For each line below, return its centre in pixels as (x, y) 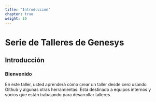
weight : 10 (16, 18)
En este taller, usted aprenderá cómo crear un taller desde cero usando (76, 85)
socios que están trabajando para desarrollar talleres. (58, 95)
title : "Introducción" (28, 9)
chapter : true (19, 14)
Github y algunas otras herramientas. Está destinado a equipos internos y (78, 89)
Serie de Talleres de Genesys (64, 42)
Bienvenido (19, 74)
